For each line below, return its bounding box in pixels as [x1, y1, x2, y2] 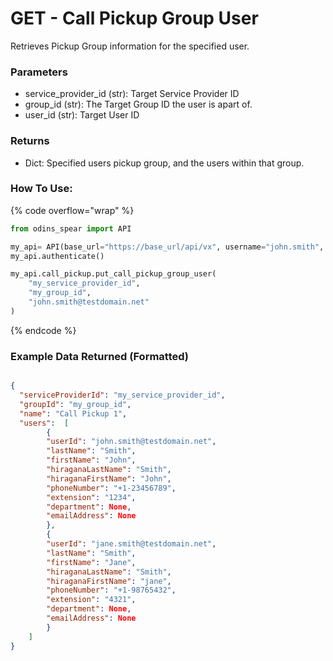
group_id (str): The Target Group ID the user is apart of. [24, 98, 253, 111]
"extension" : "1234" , [46, 492, 137, 502]
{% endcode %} [10, 324, 77, 336]
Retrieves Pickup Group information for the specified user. [10, 40, 250, 52]
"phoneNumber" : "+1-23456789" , [46, 483, 177, 493]
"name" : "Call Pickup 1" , [19, 408, 128, 419]
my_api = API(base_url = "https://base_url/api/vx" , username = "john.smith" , [10, 242, 325, 252]
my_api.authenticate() [10, 251, 105, 261]
